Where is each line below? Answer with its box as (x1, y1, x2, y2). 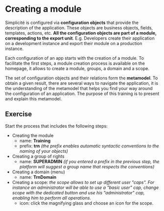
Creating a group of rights (12, 153, 65, 159)
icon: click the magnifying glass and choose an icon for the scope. (19, 200, 154, 206)
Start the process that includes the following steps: (5, 123, 108, 129)
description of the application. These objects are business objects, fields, (5, 24, 153, 30)
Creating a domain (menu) (12, 169, 65, 175)
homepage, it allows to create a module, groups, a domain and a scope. (5, 65, 149, 71)
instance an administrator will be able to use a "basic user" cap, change (12, 185, 159, 190)
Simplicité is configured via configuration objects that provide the (5, 20, 139, 25)
